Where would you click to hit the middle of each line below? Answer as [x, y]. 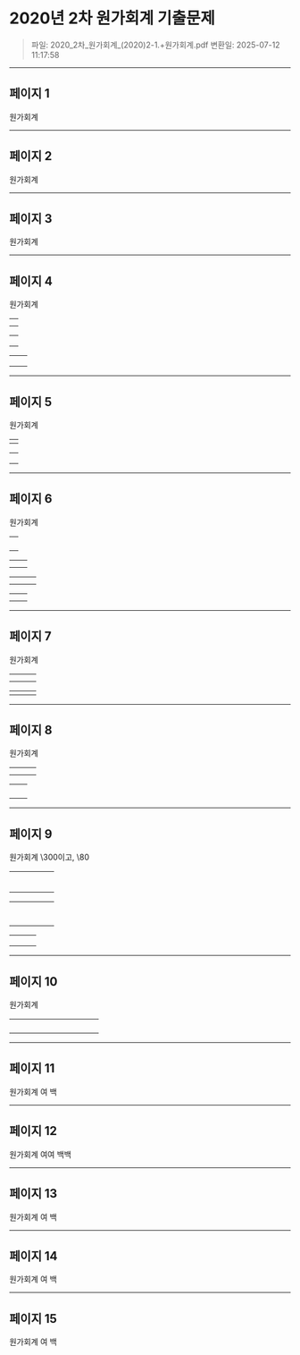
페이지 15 [33, 1319]
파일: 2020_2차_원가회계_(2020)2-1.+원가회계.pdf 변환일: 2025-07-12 [155, 45]
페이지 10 [33, 982]
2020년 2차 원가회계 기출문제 [112, 18]
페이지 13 [33, 1194]
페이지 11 [32, 1068]
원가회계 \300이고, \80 [50, 857]
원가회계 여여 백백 [40, 1154]
